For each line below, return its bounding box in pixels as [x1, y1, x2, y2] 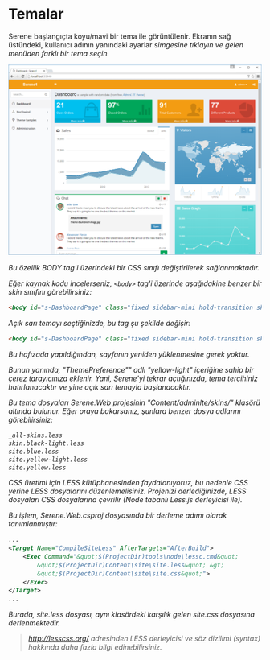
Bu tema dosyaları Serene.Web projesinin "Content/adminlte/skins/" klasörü [8, 398, 261, 407]
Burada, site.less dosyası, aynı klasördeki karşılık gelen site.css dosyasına [8, 609, 256, 620]
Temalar [8, 5, 64, 23]
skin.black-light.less [8, 439, 84, 448]
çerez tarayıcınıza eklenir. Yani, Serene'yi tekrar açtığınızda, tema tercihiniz [8, 373, 259, 383]
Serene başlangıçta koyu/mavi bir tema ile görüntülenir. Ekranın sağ [8, 31, 231, 41]
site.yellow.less [8, 464, 67, 472]
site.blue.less [8, 448, 59, 456]
